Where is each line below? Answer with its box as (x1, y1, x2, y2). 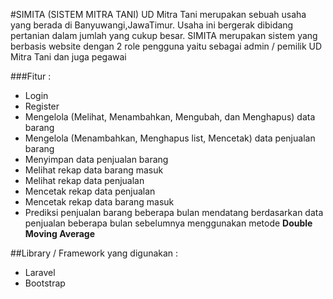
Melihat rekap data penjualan (24, 175, 145, 186)
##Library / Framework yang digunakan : (10, 247, 179, 259)
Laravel (24, 267, 56, 278)
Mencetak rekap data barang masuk (24, 196, 175, 208)
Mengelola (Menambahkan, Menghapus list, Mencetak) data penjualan (24, 132, 316, 144)
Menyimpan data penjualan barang (24, 154, 169, 165)
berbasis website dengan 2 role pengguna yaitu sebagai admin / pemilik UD (10, 40, 323, 52)
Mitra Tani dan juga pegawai (10, 51, 127, 63)
